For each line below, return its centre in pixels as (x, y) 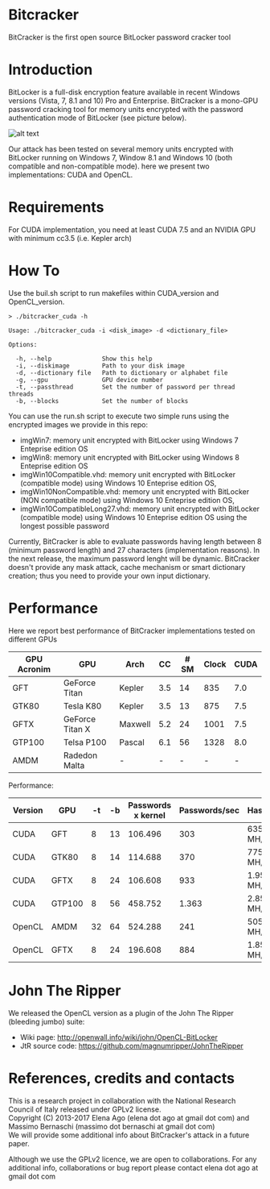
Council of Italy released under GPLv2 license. (85, 1109)
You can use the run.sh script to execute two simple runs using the (119, 416)
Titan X (77, 729)
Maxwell (135, 724)
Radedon (80, 755)
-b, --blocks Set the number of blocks (102, 401)
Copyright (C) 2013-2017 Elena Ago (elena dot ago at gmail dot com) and (129, 1117)
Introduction (51, 70)
